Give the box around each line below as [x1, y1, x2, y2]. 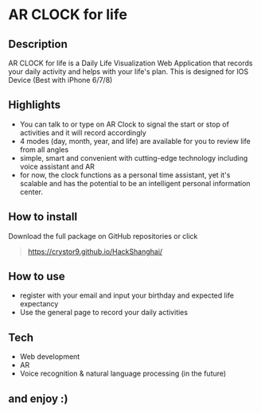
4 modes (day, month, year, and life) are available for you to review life [19, 136, 251, 146]
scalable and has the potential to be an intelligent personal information [19, 178, 251, 188]
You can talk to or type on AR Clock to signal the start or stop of [19, 119, 229, 129]
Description [8, 37, 68, 51]
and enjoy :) [8, 392, 68, 405]
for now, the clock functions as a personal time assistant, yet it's [19, 169, 231, 180]
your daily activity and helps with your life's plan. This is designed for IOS [8, 67, 249, 76]
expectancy [19, 299, 59, 309]
